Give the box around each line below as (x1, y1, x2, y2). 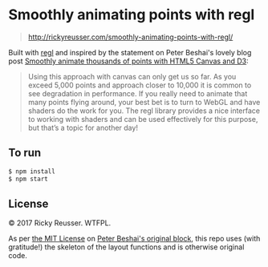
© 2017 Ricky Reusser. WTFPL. (8, 218, 112, 228)
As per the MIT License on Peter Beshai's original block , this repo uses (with (8, 234, 261, 244)
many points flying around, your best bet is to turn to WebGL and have (27, 97, 261, 107)
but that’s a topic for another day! (27, 123, 139, 132)
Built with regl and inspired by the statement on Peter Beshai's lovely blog (8, 47, 252, 57)
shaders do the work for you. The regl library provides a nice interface (27, 106, 261, 115)
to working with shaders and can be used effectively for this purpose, (27, 114, 258, 123)
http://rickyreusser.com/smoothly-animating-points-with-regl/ (27, 32, 233, 42)
